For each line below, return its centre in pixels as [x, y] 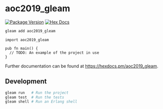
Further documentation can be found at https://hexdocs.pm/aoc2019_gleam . [82, 66]
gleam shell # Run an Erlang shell [41, 102]
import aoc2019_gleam [27, 40]
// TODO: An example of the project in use [54, 53]
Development [26, 81]
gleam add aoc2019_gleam [30, 31]
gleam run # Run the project [37, 93]
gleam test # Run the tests [35, 97]
